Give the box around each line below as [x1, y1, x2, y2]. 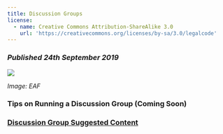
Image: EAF [7, 82, 41, 90]
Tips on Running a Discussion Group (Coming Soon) [7, 99, 187, 109]
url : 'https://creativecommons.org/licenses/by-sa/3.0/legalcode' [20, 29, 217, 37]
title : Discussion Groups [7, 10, 82, 17]
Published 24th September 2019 [7, 53, 119, 63]
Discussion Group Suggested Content [7, 118, 138, 128]
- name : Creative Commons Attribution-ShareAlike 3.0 [13, 23, 173, 30]
